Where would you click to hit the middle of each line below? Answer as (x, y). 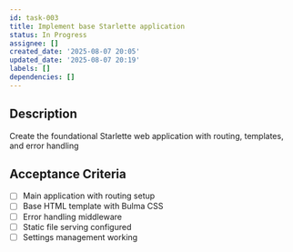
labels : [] (30, 69)
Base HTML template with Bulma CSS (93, 207)
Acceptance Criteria (68, 174)
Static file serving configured (77, 227)
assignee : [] (34, 43)
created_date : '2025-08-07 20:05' (75, 52)
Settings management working (80, 237)
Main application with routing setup (89, 196)
